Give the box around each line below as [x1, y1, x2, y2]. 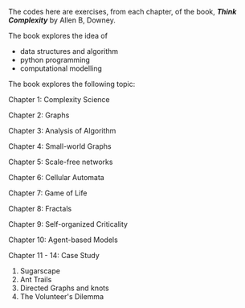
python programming [19, 55, 91, 64]
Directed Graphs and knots [19, 283, 110, 293]
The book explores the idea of [8, 31, 108, 40]
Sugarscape [19, 266, 60, 276]
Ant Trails [19, 275, 52, 284]
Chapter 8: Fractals [8, 204, 72, 213]
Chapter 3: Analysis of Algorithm [8, 126, 116, 135]
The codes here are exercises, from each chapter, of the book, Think [8, 7, 237, 16]
